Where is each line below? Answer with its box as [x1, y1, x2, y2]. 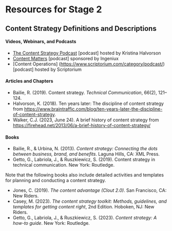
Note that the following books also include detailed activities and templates [5, 172, 164, 178]
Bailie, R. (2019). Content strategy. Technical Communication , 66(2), [12, 89, 158, 96]
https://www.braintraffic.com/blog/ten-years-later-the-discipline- [24, 105, 163, 112]
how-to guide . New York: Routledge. [12, 220, 90, 226]
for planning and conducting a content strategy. [5, 177, 106, 184]
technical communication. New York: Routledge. [12, 162, 114, 168]
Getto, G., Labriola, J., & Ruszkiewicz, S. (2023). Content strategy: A [12, 215, 157, 221]
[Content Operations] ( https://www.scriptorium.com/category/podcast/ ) [12, 61, 165, 67]
